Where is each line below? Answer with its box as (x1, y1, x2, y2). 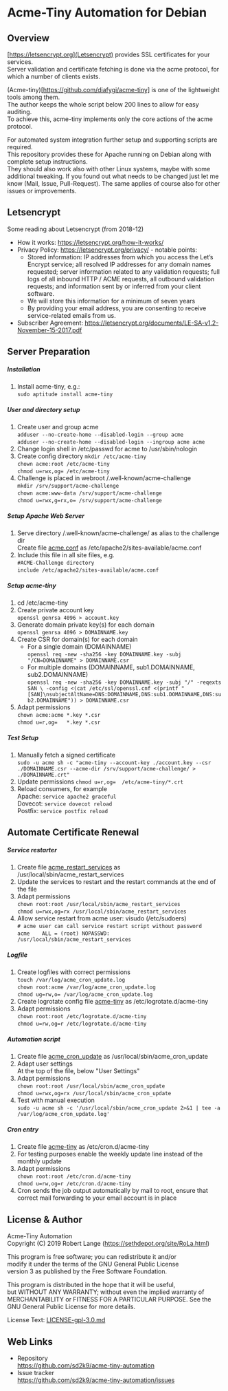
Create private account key (16, 606, 94, 614)
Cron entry (7, 1125, 39, 1133)
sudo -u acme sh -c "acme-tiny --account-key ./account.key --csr (16, 759, 212, 766)
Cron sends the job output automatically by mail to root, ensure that (16, 1187, 208, 1195)
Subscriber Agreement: (16, 319, 84, 327)
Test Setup (7, 733, 39, 742)
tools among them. (7, 93, 60, 101)
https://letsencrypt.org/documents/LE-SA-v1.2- (84, 319, 219, 327)
